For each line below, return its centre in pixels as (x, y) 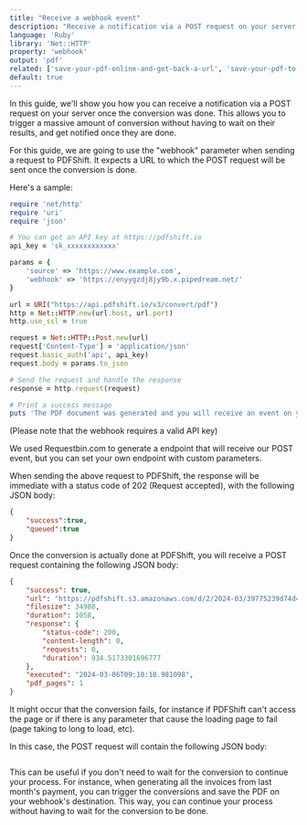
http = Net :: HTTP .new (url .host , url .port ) (91, 313)
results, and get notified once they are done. (93, 132)
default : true (37, 78)
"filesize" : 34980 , (63, 607)
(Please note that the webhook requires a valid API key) (114, 431)
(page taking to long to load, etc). (72, 729)
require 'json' (38, 221)
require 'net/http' (47, 204)
